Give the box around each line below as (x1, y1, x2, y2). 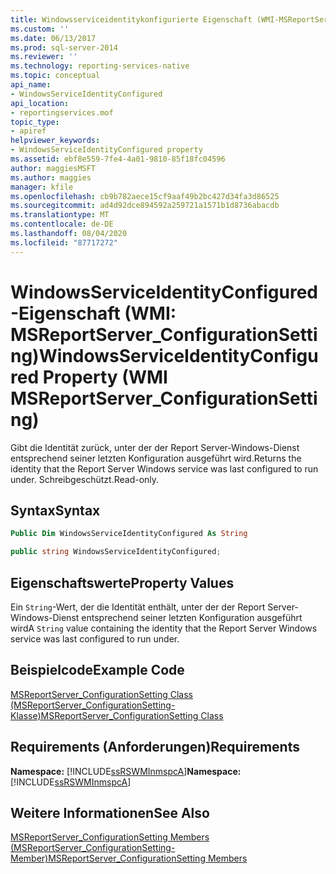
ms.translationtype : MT (10, 210, 110, 220)
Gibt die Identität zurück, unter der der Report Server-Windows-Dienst (10, 441, 300, 453)
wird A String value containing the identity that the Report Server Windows (10, 622, 318, 634)
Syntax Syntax (10, 502, 101, 519)
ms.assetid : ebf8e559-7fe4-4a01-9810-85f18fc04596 (10, 154, 226, 164)
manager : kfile (10, 182, 74, 192)
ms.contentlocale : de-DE (10, 219, 114, 230)
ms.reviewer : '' (10, 52, 78, 62)
